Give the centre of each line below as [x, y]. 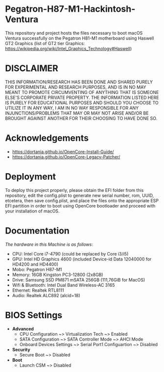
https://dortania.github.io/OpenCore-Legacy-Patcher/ [66, 157]
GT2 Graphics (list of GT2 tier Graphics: [45, 43]
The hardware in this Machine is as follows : [49, 244]
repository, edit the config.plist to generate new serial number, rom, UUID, [80, 195]
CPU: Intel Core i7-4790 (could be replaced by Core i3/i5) [70, 254]
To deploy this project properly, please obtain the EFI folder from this [74, 190]
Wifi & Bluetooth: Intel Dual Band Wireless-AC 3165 [63, 285]
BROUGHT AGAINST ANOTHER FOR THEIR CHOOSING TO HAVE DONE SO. [81, 118]
